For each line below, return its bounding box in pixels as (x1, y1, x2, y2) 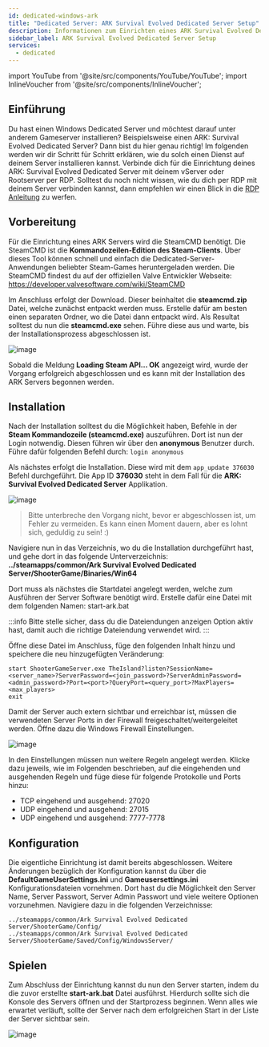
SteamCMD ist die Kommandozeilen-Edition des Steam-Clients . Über (8, 245, 242, 255)
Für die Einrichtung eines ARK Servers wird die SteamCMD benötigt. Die (8, 236, 246, 246)
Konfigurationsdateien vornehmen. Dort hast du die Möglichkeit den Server (8, 883, 256, 893)
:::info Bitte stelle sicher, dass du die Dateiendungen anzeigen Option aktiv (8, 616, 254, 626)
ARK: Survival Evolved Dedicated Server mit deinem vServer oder (8, 166, 224, 176)
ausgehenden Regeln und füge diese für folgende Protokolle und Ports (8, 772, 242, 782)
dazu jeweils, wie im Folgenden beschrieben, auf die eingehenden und (8, 763, 242, 774)
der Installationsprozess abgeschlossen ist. (8, 329, 151, 338)
